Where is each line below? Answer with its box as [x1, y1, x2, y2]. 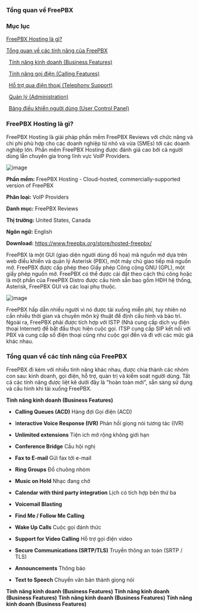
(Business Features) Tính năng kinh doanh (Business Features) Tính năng [6, 594, 192, 601]
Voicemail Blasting [14, 500, 63, 507]
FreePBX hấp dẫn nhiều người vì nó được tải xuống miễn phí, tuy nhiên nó [6, 306, 186, 313]
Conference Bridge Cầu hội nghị [14, 442, 95, 450]
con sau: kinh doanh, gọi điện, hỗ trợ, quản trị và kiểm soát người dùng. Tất [6, 372, 191, 379]
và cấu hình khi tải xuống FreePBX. [6, 385, 92, 392]
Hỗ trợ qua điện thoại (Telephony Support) [8, 82, 113, 89]
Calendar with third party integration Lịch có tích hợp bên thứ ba [14, 489, 177, 496]
